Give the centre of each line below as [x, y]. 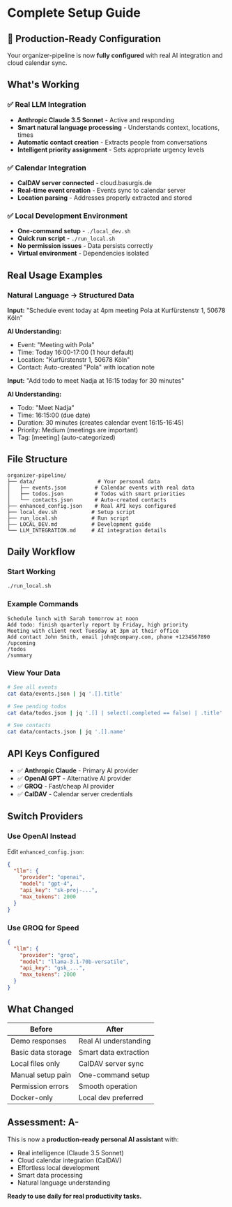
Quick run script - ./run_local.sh [66, 238]
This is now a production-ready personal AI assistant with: [93, 1139]
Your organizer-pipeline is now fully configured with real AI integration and [115, 55]
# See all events [32, 687]
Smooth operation [108, 1086]
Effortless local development [58, 1167]
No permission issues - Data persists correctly [85, 246]
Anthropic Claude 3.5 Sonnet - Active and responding [96, 119]
